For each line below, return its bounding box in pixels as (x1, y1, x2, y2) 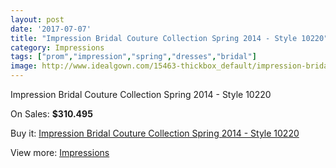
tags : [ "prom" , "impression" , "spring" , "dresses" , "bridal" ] (10, 52, 257, 62)
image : (10, 61, 38, 71)
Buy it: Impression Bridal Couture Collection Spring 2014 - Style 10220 (10, 127, 300, 139)
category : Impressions (10, 42, 105, 53)
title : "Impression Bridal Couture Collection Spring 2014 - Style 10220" (10, 33, 329, 43)
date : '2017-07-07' (10, 24, 92, 34)
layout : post (10, 14, 65, 25)
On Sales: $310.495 (10, 108, 93, 120)
